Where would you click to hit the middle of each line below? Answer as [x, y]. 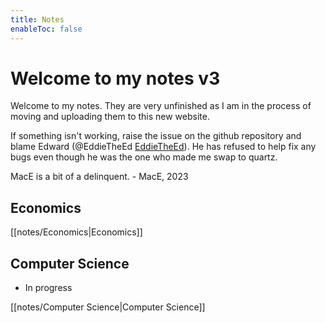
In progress [48, 288]
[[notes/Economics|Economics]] [76, 232]
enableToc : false [46, 29]
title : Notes [37, 19]
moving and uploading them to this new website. [110, 117]
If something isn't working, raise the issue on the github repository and [156, 136]
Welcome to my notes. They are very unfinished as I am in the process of [161, 106]
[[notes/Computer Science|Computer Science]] [108, 307]
